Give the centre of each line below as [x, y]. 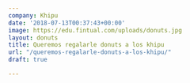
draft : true [28, 60]
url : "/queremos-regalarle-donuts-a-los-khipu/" [90, 52]
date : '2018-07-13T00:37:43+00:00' [67, 23]
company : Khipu [33, 15]
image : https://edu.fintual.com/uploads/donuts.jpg [95, 30]
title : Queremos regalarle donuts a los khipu [86, 45]
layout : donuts [33, 38]
